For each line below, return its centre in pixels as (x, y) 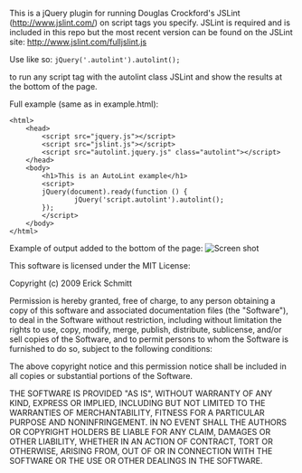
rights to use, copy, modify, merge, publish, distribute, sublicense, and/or (146, 330)
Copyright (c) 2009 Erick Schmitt (71, 283)
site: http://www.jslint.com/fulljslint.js (78, 42)
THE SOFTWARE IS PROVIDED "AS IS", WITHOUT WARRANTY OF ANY (141, 393)
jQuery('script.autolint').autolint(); (149, 200)
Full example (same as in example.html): (84, 104)
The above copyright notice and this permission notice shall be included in (148, 366)
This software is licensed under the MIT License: (100, 265)
